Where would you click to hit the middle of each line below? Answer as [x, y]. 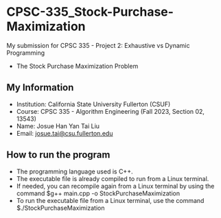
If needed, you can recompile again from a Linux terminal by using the [115, 186]
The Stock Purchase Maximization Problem [77, 66]
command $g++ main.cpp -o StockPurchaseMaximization [98, 193]
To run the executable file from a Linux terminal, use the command [110, 200]
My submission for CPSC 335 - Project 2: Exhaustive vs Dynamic [98, 45]
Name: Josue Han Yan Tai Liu [58, 126]
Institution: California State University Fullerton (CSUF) [93, 104]
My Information [40, 87]
